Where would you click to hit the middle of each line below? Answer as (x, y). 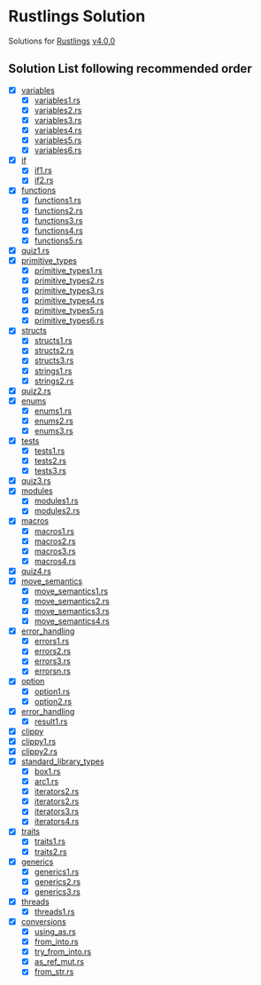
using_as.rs (55, 932)
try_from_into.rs (63, 952)
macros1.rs (54, 531)
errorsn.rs (53, 671)
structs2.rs (54, 351)
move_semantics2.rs (72, 601)
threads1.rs (54, 911)
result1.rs (51, 721)
